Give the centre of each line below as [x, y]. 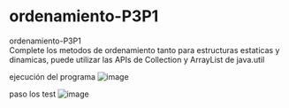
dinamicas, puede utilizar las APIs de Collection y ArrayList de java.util [137, 59]
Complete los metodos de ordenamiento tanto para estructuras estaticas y [144, 50]
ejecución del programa [52, 76]
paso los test [32, 94]
